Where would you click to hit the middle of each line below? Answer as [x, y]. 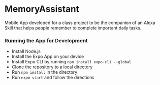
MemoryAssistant [42, 9]
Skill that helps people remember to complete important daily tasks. [73, 28]
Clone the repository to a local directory [52, 67]
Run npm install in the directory [44, 72]
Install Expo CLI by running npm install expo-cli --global [71, 62]
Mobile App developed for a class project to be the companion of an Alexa [80, 23]
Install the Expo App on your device [48, 57]
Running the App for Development [46, 40]
